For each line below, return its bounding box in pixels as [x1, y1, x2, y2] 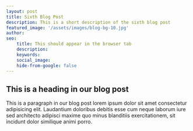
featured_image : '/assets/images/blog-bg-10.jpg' [6, 24, 129, 31]
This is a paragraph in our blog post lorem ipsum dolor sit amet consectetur [6, 100, 188, 107]
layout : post [6, 8, 38, 15]
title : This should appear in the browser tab [16, 41, 132, 47]
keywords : [16, 52, 41, 58]
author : [6, 30, 25, 36]
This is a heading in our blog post [6, 84, 129, 94]
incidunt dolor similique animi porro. [6, 118, 92, 125]
